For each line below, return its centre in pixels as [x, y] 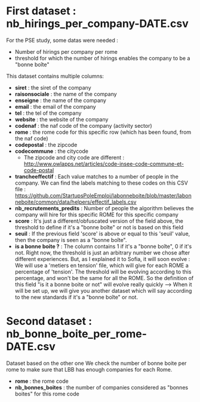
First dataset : [41, 11]
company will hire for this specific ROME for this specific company [97, 214]
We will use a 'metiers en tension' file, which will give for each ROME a [102, 265]
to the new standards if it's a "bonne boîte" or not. [76, 297]
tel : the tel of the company [48, 113]
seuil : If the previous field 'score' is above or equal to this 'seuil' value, [102, 234]
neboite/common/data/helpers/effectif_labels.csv [76, 202]
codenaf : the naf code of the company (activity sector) [83, 125]
